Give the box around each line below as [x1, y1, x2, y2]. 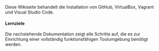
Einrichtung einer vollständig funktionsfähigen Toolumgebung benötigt [5, 36, 148, 42]
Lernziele [5, 20, 25, 26]
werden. [5, 41, 22, 48]
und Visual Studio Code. [5, 9, 54, 15]
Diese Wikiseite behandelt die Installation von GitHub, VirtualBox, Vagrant [5, 4, 154, 10]
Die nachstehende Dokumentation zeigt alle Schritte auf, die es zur [5, 31, 141, 37]
